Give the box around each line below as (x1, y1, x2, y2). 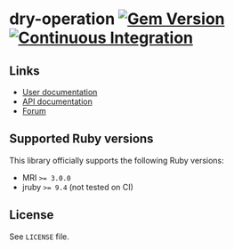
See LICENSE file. (9, 231, 69, 242)
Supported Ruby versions (9, 132, 154, 147)
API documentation (21, 96, 93, 107)
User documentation (21, 87, 98, 97)
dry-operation (9, 9, 116, 29)
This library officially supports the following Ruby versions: (9, 155, 224, 165)
